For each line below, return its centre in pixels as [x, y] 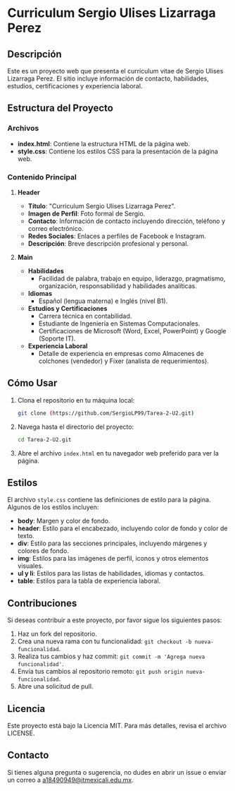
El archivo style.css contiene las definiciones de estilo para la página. [109, 500]
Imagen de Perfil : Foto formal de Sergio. [87, 213]
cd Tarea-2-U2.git [44, 439]
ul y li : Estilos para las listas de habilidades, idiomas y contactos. [111, 573]
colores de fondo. [43, 551]
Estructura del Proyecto [61, 108]
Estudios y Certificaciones [68, 308]
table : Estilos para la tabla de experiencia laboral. [89, 581]
